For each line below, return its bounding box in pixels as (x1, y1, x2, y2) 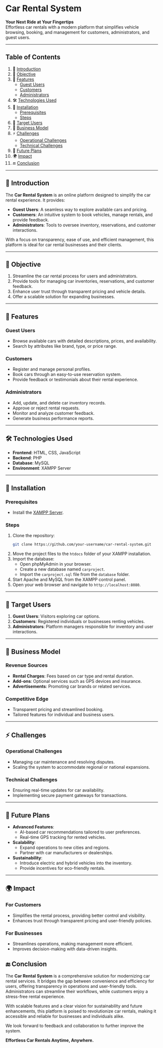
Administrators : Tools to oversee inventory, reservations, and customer (12, 222, 156, 228)
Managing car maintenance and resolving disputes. (12, 759, 115, 765)
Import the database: (12, 556, 55, 562)
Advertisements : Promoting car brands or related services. (12, 683, 132, 689)
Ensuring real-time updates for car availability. (12, 787, 104, 793)
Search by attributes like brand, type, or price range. (12, 343, 118, 349)
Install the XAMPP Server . (12, 509, 64, 515)
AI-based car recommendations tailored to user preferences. (19, 829, 141, 835)
